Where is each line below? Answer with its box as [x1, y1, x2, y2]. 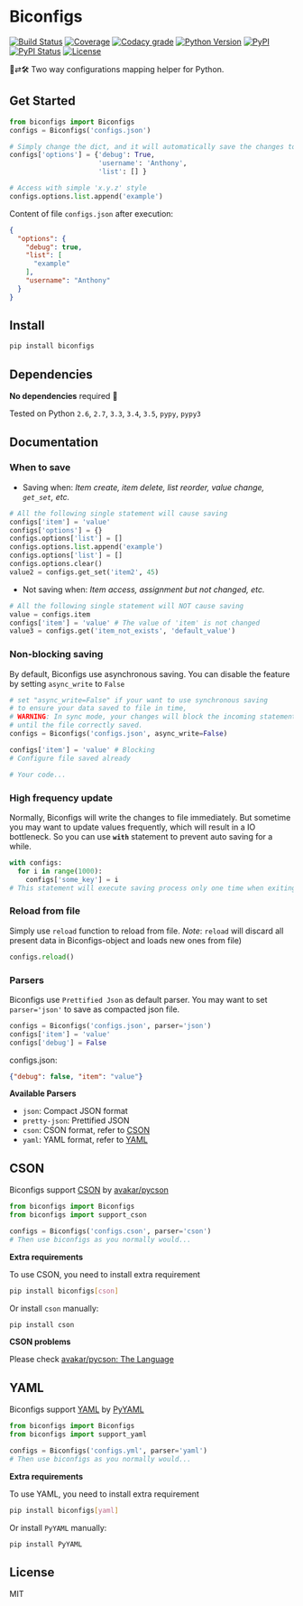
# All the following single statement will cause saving [9, 508, 228, 518]
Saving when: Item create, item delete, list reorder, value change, [22, 481, 265, 493]
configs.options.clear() [9, 560, 103, 569]
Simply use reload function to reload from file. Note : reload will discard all [9, 925, 284, 936]
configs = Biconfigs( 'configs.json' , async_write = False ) [9, 729, 228, 738]
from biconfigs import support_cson [9, 1211, 147, 1220]
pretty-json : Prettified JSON [22, 1115, 130, 1126]
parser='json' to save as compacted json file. [9, 1004, 180, 1015]
